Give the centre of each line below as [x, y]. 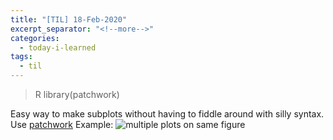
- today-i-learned [58, 47]
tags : [21, 57]
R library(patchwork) [77, 94]
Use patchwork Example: [62, 124]
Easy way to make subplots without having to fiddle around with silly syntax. [167, 114]
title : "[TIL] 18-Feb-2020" [69, 19]
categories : [35, 38]
